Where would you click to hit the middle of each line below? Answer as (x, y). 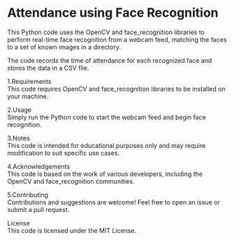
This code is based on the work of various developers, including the (105, 174)
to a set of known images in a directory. (64, 47)
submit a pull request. (38, 209)
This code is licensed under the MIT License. (72, 230)
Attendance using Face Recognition (113, 13)
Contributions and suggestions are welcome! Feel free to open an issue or (114, 202)
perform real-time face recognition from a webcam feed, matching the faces (117, 39)
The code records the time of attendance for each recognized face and (110, 60)
